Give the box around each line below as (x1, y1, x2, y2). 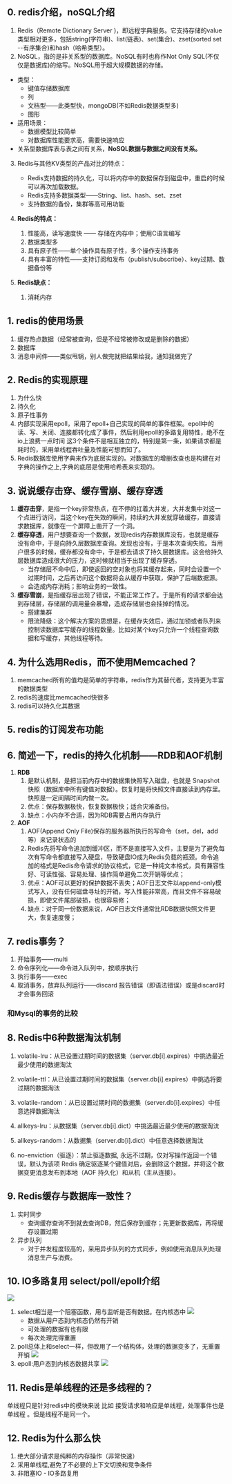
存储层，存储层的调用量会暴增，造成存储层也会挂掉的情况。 (23, 599, 193, 608)
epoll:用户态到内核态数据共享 (17, 1360, 100, 1368)
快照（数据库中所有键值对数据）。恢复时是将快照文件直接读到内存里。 (27, 785, 224, 793)
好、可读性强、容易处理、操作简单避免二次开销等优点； (27, 870, 185, 878)
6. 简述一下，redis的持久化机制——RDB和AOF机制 (7, 749, 222, 761)
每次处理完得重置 (27, 1333, 77, 1342)
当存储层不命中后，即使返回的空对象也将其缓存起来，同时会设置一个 (27, 565, 222, 573)
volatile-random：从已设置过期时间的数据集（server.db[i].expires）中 (17, 1098, 215, 1106)
